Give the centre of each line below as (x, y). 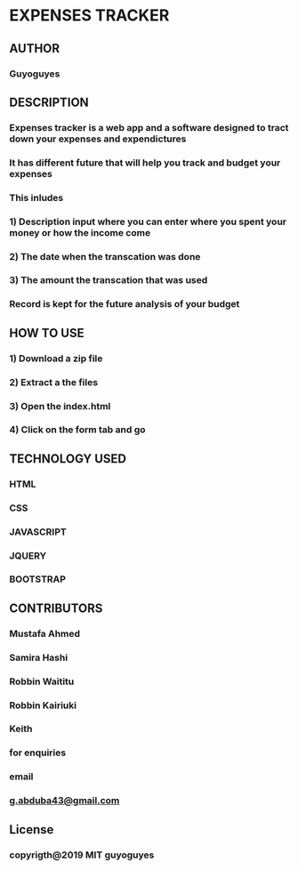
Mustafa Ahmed (45, 633)
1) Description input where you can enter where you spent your (148, 222)
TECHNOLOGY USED (68, 459)
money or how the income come (80, 232)
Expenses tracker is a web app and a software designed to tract (149, 127)
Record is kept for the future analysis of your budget (125, 304)
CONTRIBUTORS (56, 608)
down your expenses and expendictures (98, 139)
